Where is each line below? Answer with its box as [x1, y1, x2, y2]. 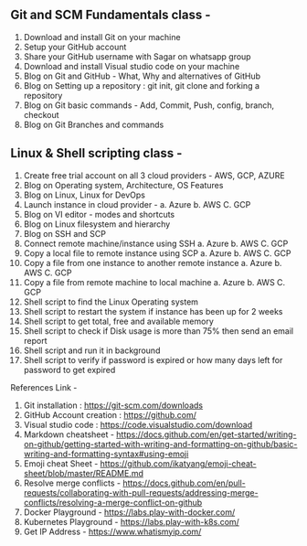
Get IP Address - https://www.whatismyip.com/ [23, 526, 202, 537]
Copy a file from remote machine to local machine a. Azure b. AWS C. [23, 276, 286, 287]
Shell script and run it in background [23, 345, 161, 356]
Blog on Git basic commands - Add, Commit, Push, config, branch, [23, 100, 275, 111]
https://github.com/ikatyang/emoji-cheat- [100, 457, 257, 469]
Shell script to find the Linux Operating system [23, 296, 199, 307]
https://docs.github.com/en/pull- [122, 477, 246, 488]
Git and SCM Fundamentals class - [10, 7, 211, 23]
